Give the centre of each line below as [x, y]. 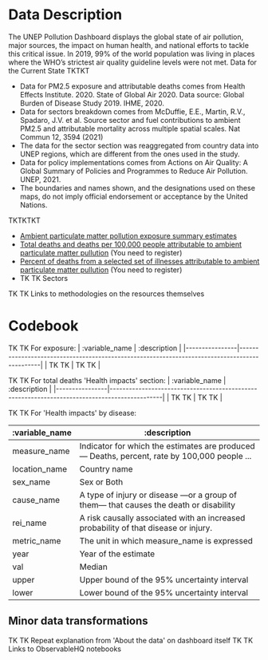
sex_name [31, 482]
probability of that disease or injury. [146, 528]
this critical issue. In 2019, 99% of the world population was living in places [132, 53]
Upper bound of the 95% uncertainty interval [164, 579]
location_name [40, 468]
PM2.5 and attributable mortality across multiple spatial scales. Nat [130, 128]
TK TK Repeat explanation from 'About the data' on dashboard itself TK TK [131, 640]
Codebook [43, 326]
